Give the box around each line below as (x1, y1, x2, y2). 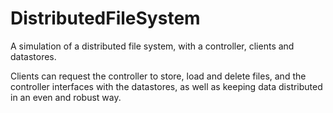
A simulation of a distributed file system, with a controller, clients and (10, 40, 295, 52)
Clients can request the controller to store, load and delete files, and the (10, 70, 307, 82)
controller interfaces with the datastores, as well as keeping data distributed (10, 80, 323, 92)
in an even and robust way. (10, 91, 122, 103)
